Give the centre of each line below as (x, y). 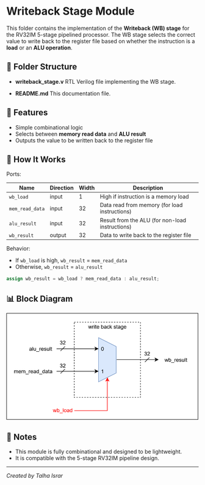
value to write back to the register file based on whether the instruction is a (101, 41)
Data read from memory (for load (141, 205)
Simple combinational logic (49, 127)
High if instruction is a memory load (144, 197)
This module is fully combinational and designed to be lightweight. (99, 452)
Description (148, 188)
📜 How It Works (36, 159)
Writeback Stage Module (70, 11)
